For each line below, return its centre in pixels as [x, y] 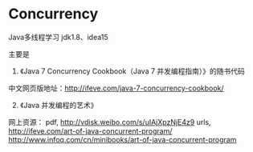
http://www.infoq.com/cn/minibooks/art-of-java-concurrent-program [122, 139]
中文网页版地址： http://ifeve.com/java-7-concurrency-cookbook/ [116, 88]
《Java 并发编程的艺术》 [59, 105]
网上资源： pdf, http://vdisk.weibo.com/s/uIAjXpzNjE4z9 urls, [110, 122]
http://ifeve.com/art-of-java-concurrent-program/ [90, 131]
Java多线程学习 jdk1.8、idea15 [58, 37]
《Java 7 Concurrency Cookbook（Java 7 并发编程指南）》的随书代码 [132, 71]
